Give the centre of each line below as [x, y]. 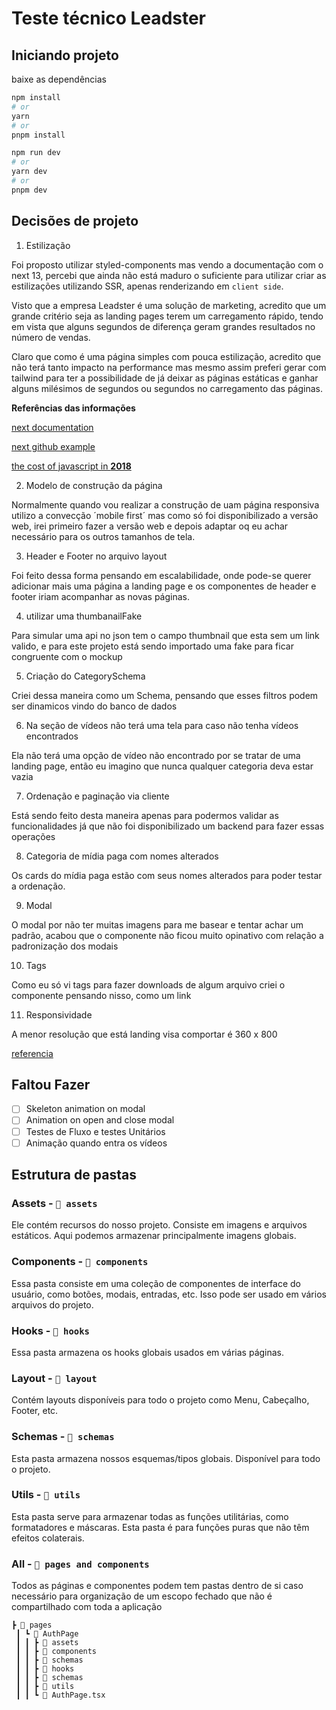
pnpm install [38, 135]
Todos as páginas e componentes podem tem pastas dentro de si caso [157, 1586]
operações [33, 836]
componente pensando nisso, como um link [101, 995]
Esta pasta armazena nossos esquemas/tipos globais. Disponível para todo [166, 1458]
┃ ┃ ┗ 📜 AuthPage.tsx [60, 1695]
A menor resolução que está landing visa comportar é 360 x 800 [144, 1034]
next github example [53, 446]
